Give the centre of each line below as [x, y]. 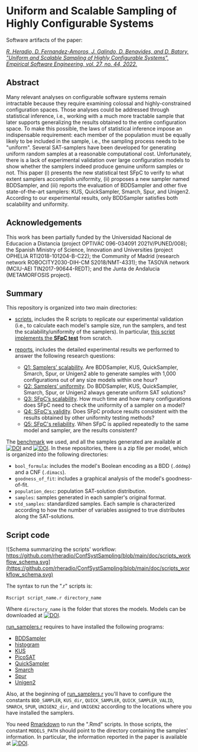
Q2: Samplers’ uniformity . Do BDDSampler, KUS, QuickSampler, [101, 386]
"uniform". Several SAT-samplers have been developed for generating [91, 147]
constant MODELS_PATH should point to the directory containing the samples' [97, 731]
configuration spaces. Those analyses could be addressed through [88, 109]
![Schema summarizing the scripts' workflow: [61, 549]
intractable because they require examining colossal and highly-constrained [98, 103]
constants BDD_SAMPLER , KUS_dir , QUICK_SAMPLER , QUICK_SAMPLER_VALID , [90, 700]
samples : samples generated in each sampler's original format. [90, 498]
